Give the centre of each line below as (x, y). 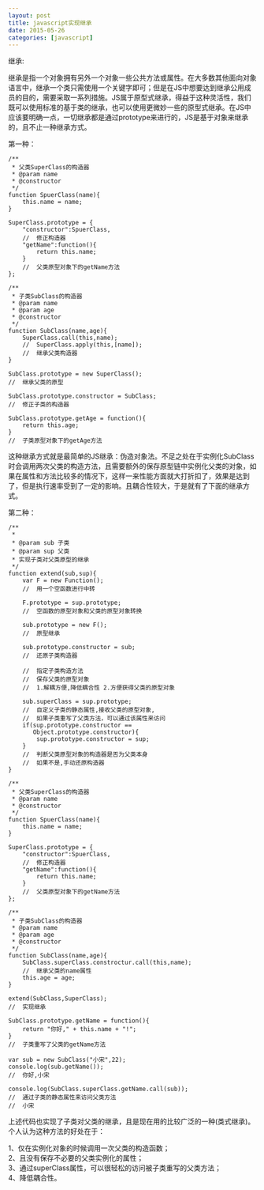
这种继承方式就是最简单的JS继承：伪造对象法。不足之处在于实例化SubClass (131, 456)
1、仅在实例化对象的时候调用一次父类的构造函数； (89, 1148)
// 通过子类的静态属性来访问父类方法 (62, 1097)
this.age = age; (49, 978)
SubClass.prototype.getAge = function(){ (77, 419)
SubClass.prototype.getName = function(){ (79, 1021)
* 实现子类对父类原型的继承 (50, 560)
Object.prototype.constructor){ (86, 732)
